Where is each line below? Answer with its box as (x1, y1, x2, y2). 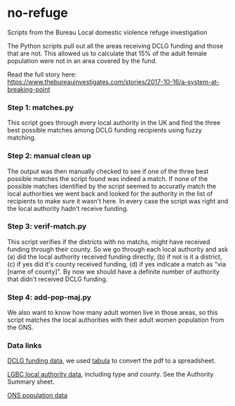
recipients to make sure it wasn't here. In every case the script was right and (7, 196, 229, 205)
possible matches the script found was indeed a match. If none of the (7, 174, 208, 183)
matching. (7, 133, 36, 142)
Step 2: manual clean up (7, 151, 91, 161)
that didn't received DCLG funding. (7, 275, 108, 283)
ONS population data (7, 391, 68, 400)
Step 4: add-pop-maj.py (7, 292, 92, 302)
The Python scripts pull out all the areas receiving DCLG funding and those (7, 41, 224, 50)
